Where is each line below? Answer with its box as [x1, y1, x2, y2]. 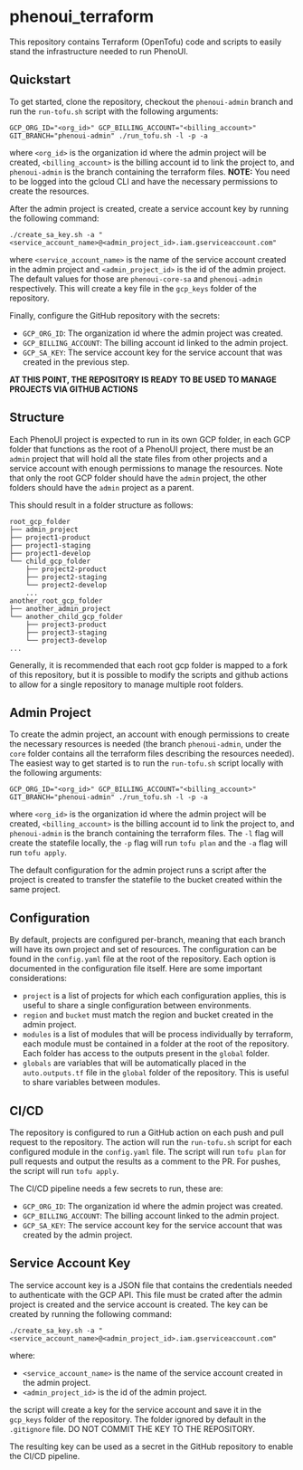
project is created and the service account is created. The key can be [9, 1299, 269, 1310]
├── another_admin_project [9, 604, 111, 613]
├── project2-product [25, 564, 107, 574]
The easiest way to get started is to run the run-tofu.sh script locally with [9, 758, 284, 768]
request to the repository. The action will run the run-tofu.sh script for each [9, 1137, 292, 1147]
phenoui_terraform [9, 6, 155, 27]
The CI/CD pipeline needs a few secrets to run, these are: [9, 1183, 223, 1194]
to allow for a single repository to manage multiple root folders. [9, 679, 244, 690]
